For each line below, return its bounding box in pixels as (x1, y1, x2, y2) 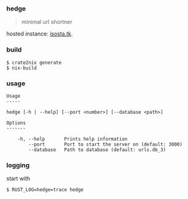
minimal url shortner (21, 18, 72, 26)
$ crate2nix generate (6, 60, 62, 66)
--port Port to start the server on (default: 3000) (28, 141, 183, 147)
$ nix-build (6, 64, 37, 71)
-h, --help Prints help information (17, 136, 128, 142)
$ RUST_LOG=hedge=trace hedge (6, 187, 84, 193)
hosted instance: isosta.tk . (6, 30, 73, 37)
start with (6, 175, 31, 182)
